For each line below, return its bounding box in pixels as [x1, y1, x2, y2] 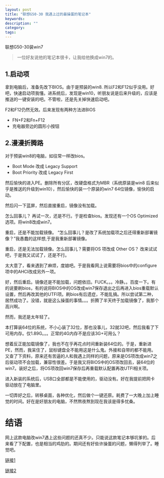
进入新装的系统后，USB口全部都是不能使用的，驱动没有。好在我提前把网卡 [5, 376, 155, 382]
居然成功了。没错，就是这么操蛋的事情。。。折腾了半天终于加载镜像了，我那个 [5, 297, 159, 303]
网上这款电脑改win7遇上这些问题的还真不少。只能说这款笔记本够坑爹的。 [5, 434, 152, 440]
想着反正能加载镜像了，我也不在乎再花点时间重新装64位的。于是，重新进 [5, 341, 152, 347]
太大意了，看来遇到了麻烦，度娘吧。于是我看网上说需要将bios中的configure [5, 263, 157, 268]
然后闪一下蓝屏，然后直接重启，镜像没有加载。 [5, 202, 99, 208]
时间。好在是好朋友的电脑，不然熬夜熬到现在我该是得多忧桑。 [13, 398, 138, 404]
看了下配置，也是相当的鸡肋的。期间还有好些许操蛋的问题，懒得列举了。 [9, 440, 155, 446]
